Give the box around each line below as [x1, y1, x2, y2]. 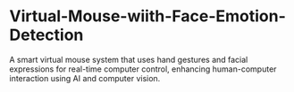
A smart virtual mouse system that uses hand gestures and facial [9, 54, 248, 65]
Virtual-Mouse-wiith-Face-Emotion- [9, 6, 286, 27]
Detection [9, 25, 84, 45]
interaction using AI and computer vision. [9, 73, 161, 83]
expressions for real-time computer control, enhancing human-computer [9, 64, 277, 74]
